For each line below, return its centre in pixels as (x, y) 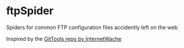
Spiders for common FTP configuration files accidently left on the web (92, 27)
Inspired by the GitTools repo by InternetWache (64, 39)
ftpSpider (30, 11)
